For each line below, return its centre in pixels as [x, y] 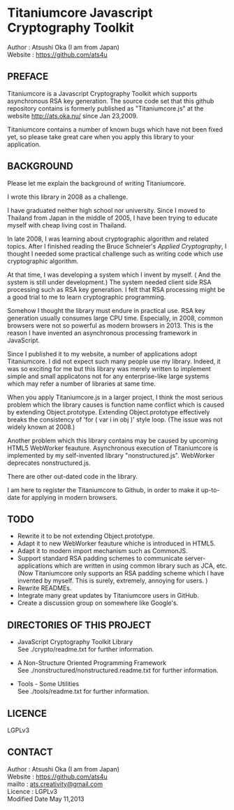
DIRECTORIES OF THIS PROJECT [79, 625]
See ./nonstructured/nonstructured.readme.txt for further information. [118, 671]
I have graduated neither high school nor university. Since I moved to [106, 210]
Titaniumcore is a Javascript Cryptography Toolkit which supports [102, 93]
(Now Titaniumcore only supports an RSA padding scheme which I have [121, 573]
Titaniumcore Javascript [80, 13]
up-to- [210, 490]
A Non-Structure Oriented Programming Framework [92, 663]
